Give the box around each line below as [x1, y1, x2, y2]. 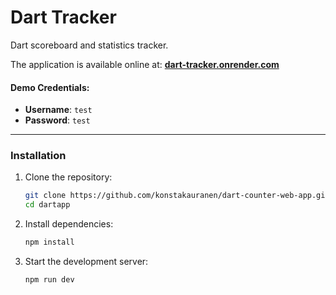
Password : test [24, 114, 91, 126]
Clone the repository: [24, 171, 113, 183]
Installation [10, 149, 67, 163]
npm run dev [24, 275, 75, 285]
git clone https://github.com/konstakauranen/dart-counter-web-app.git [24, 191, 330, 201]
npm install [24, 237, 75, 248]
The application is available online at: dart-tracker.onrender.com [10, 58, 280, 70]
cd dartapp [24, 200, 71, 210]
